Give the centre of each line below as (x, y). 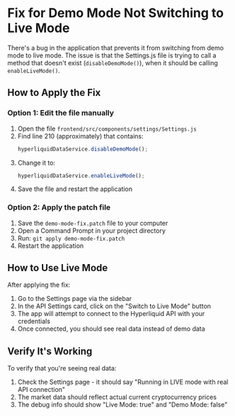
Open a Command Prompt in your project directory (92, 230)
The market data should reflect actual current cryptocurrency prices (117, 397)
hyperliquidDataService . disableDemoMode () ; (83, 149)
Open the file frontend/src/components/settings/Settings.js (107, 128)
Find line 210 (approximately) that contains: (80, 136)
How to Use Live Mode (58, 268)
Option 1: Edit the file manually (61, 113)
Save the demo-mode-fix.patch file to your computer (93, 223)
